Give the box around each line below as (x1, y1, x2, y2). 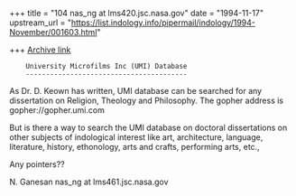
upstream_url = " (9, 17, 72, 28)
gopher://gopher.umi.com (9, 105, 106, 116)
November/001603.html (9, 27, 97, 37)
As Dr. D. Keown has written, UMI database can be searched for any (9, 86, 263, 96)
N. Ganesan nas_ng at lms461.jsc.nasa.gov (9, 176, 169, 187)
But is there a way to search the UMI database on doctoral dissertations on (9, 122, 288, 133)
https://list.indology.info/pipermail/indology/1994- (70, 17, 255, 28)
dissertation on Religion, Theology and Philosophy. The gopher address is (9, 95, 284, 106)
